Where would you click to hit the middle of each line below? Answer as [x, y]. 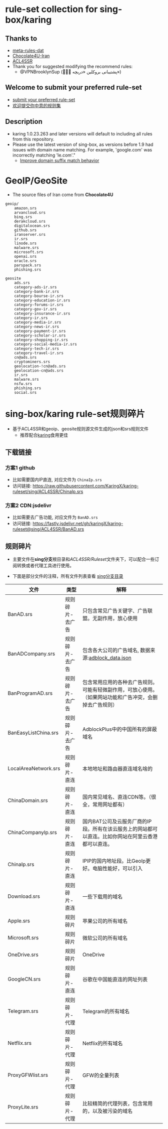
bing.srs [23, 217]
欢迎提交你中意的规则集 [36, 105]
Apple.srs [19, 921]
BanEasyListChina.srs [33, 733]
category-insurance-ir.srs [42, 313]
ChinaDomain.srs [28, 800]
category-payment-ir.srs [40, 331]
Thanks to [21, 38]
